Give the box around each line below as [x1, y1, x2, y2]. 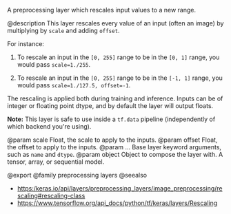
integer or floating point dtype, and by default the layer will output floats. [7, 102, 214, 109]
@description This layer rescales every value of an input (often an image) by [7, 19, 224, 27]
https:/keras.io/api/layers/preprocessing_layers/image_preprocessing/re [17, 184, 223, 192]
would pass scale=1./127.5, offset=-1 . [17, 81, 131, 89]
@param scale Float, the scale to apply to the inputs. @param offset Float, [7, 136, 218, 144]
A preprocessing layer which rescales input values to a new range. [7, 6, 197, 14]
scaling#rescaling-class [17, 192, 86, 200]
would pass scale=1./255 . [17, 61, 91, 68]
